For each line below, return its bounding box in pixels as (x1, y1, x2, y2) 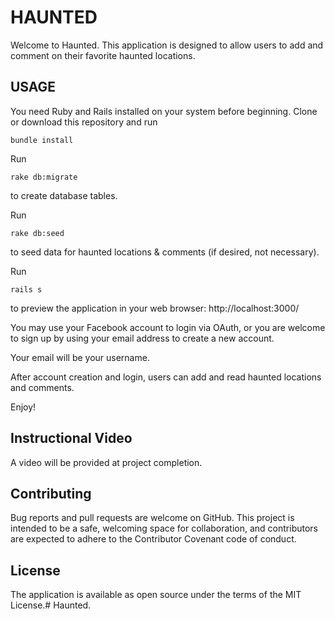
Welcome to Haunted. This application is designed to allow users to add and (10, 39, 324, 51)
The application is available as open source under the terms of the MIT (10, 589, 302, 601)
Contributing (10, 485, 92, 502)
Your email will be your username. (10, 351, 150, 363)
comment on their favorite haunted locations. (10, 49, 196, 61)
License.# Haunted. (10, 599, 92, 611)
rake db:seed (10, 228, 65, 238)
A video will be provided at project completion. (10, 456, 203, 468)
